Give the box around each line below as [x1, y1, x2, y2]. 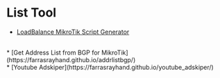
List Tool [6, 5, 57, 21]
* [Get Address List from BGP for [6, 48, 100, 57]
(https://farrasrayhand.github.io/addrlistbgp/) [6, 55, 136, 64]
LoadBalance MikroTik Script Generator [16, 28, 130, 36]
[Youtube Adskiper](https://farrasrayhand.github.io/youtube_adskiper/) [10, 63, 214, 71]
